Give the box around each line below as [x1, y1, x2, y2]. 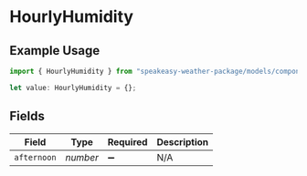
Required [107, 135, 148, 148]
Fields [9, 109, 46, 124]
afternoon [14, 152, 57, 162]
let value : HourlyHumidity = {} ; [9, 83, 137, 92]
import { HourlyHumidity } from [9, 67, 132, 76]
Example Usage [9, 43, 101, 58]
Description [156, 135, 209, 148]
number [65, 150, 99, 163]
